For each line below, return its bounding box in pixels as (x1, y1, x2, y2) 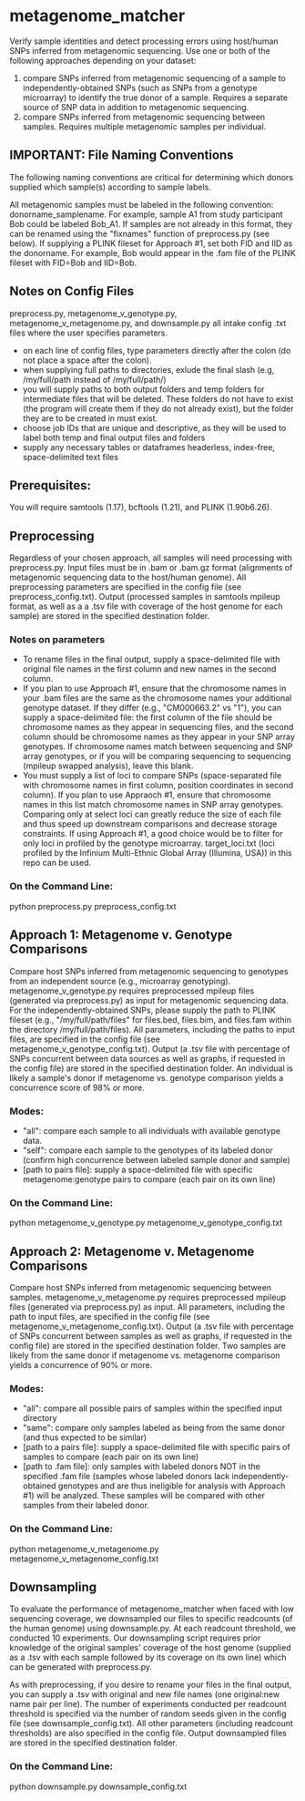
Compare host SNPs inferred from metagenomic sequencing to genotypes (9, 965, 289, 976)
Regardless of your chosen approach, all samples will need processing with (9, 552, 293, 563)
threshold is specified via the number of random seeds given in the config (9, 1708, 287, 1719)
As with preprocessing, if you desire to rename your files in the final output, (9, 1679, 292, 1691)
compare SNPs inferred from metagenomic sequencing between (22, 111, 266, 122)
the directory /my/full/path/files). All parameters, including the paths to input (9, 1024, 296, 1034)
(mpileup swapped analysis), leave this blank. (22, 760, 194, 771)
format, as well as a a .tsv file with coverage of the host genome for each (9, 601, 284, 612)
